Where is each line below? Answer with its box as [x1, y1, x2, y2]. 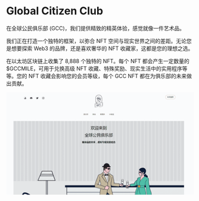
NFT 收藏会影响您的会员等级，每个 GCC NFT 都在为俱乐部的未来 [28, 72, 187, 79]
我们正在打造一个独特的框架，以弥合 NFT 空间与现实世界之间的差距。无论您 [6, 37, 192, 44]
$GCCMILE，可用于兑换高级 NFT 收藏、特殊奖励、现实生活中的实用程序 [6, 64, 183, 72]
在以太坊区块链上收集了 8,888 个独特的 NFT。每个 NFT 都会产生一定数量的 [6, 57, 189, 64]
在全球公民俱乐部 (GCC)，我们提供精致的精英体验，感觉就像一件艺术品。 [6, 24, 185, 32]
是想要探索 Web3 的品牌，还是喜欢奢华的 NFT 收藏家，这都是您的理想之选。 [6, 45, 194, 52]
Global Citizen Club [6, 4, 103, 18]
